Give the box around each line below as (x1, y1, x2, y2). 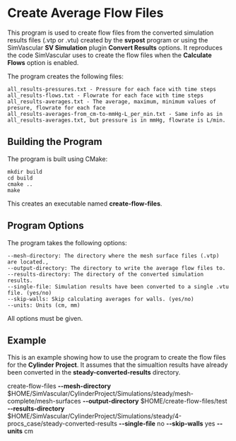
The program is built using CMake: (7, 154, 108, 163)
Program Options (7, 220, 84, 232)
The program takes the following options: (7, 238, 127, 247)
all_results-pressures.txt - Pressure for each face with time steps (7, 86, 217, 93)
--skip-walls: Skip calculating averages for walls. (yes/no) (7, 295, 194, 302)
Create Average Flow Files (7, 5, 164, 21)
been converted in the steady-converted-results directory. (7, 368, 181, 377)
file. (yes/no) (7, 289, 52, 296)
